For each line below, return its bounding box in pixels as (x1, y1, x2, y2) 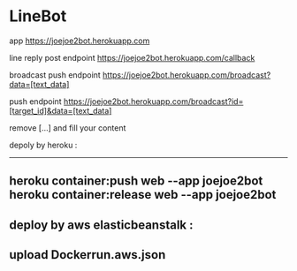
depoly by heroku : (9, 139, 78, 150)
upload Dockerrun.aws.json (9, 247, 166, 262)
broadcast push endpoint (9, 69, 102, 80)
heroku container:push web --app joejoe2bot (9, 174, 263, 189)
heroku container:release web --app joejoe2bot (9, 187, 277, 202)
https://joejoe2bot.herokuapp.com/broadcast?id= (63, 95, 244, 107)
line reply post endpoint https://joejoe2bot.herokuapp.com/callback (9, 52, 255, 63)
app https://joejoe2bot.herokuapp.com (9, 35, 150, 46)
